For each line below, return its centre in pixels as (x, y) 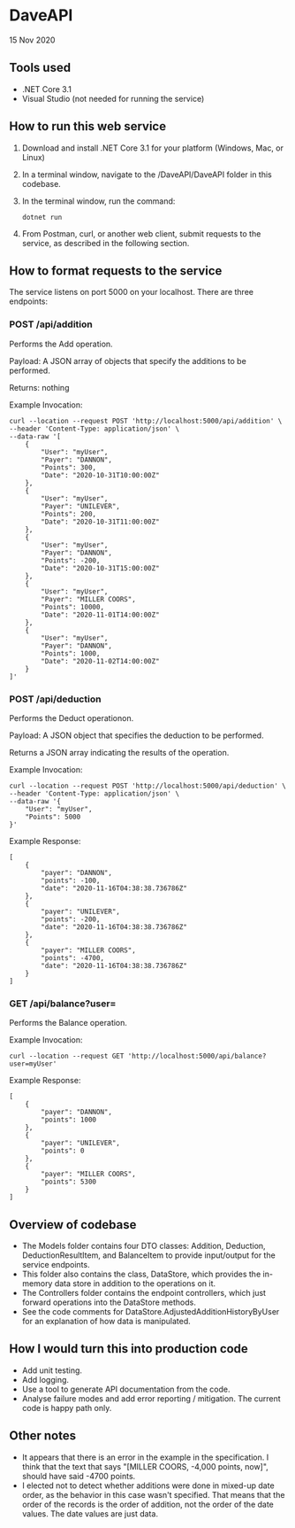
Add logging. (45, 1379)
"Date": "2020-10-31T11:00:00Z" (101, 522)
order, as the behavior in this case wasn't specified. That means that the (153, 1494)
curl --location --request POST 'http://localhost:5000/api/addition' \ (146, 421)
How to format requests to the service (116, 271)
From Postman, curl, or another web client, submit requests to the (141, 233)
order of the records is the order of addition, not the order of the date (147, 1504)
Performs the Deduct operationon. (72, 717)
